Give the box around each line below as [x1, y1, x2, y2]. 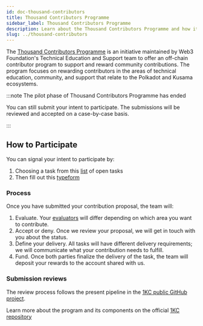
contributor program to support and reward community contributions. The [6, 61, 190, 68]
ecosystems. [6, 80, 38, 88]
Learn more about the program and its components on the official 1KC [6, 307, 180, 314]
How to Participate [6, 139, 77, 150]
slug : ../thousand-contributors [6, 32, 88, 38]
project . [6, 294, 26, 302]
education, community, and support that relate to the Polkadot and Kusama [6, 74, 193, 81]
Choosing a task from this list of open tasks [14, 167, 123, 175]
